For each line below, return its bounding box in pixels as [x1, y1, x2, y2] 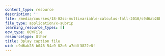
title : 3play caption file [5, 39, 60, 44]
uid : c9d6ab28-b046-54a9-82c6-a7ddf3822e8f [5, 43, 96, 48]
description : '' [5, 12, 38, 17]
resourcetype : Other [5, 35, 48, 39]
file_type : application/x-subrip [5, 20, 74, 26]
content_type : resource [5, 7, 54, 12]
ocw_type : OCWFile [5, 30, 43, 35]
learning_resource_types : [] [5, 25, 65, 30]
